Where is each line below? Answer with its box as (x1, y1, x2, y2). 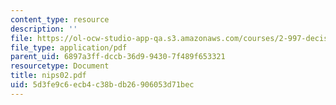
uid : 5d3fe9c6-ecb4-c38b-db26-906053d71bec (10, 80, 195, 90)
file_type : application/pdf (10, 42, 128, 53)
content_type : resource (10, 14, 110, 25)
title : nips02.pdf (10, 71, 87, 81)
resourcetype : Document (10, 61, 110, 71)
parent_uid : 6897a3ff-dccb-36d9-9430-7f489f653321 (10, 52, 226, 62)
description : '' (10, 24, 78, 34)
